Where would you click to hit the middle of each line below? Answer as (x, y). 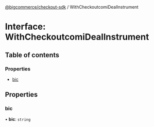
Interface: (26, 27)
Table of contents (32, 55)
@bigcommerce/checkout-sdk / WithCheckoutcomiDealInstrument (72, 7)
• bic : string (18, 119)
